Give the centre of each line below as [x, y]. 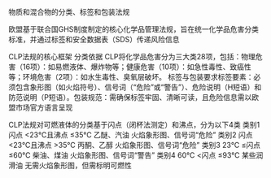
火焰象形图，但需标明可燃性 [85, 165]
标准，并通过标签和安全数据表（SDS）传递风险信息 [94, 39]
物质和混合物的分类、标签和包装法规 [69, 12]
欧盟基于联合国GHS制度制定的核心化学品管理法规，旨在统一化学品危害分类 [133, 29]
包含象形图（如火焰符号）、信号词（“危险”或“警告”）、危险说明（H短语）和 [138, 87]
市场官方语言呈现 [44, 107]
